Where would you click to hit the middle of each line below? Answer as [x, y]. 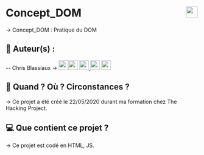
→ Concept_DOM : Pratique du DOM [51, 30]
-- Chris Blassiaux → [32, 67]
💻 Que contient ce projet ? [57, 128]
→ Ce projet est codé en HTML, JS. [50, 145]
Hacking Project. [26, 108]
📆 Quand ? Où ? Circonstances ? [68, 87]
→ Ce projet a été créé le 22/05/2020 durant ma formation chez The [91, 102]
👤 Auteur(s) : [30, 49]
